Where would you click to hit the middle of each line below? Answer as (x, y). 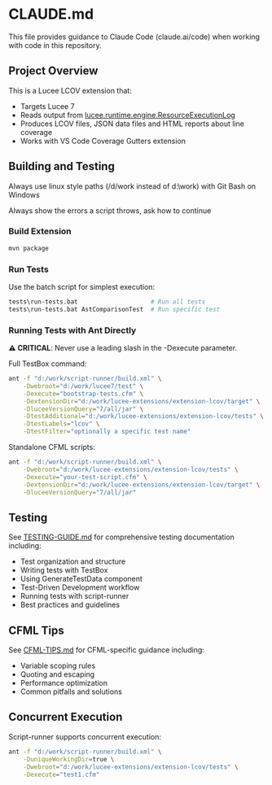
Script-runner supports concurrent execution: (85, 736)
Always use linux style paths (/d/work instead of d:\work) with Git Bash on (132, 186)
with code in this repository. (55, 45)
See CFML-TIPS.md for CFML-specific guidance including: (107, 650)
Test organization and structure (73, 561)
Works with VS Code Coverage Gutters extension (103, 141)
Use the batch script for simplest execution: (82, 287)
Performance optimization (64, 683)
